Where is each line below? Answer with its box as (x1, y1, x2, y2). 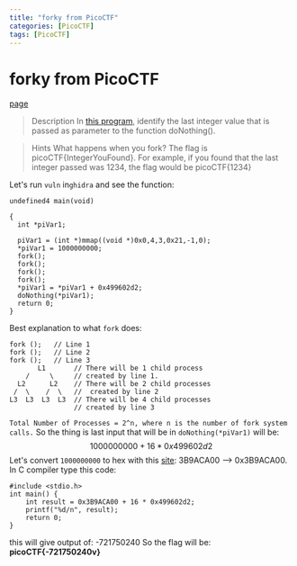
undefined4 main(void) (9, 197, 94, 206)
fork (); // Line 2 (9, 348, 91, 357)
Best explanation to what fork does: (9, 323, 142, 334)
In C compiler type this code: (9, 464, 117, 475)
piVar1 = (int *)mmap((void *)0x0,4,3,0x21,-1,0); (17, 236, 211, 246)
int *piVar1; (17, 220, 67, 229)
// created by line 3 (73, 403, 155, 412)
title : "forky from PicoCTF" (9, 13, 119, 22)
